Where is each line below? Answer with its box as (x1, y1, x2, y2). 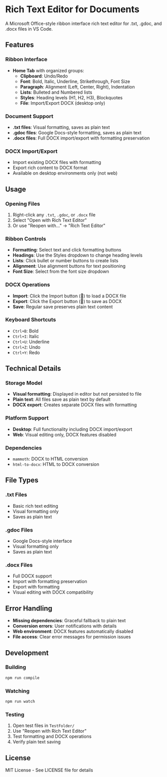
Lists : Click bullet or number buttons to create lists (12, 258, 118, 264)
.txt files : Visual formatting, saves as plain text (12, 124, 110, 130)
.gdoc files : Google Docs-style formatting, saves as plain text (12, 129, 142, 135)
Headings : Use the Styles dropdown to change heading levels (12, 252, 143, 258)
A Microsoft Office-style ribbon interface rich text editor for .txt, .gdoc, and (5, 20, 162, 26)
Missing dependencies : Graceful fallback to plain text (12, 618, 126, 624)
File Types (5, 476, 39, 485)
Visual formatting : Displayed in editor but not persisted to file (12, 391, 142, 397)
